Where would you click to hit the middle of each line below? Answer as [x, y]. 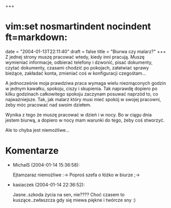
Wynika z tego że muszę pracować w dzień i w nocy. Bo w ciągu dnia [79, 114]
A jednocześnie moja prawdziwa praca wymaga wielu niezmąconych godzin [86, 83]
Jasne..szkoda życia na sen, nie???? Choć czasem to [69, 194]
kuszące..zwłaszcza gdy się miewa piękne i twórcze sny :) [74, 200]
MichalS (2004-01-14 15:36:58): [46, 165]
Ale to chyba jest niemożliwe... [38, 130]
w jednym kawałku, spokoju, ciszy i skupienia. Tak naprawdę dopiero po [81, 88]
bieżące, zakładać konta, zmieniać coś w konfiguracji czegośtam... [76, 73]
